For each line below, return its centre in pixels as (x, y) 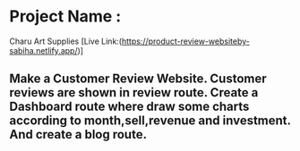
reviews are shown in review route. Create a (134, 92)
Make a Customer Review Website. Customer (138, 79)
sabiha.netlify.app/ (43, 50)
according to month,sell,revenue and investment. (150, 121)
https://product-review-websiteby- (186, 41)
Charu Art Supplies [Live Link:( (66, 41)
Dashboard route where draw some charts (129, 107)
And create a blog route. (78, 134)
